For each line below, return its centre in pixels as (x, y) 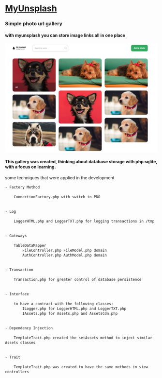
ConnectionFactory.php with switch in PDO (57, 197)
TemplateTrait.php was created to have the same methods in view (81, 367)
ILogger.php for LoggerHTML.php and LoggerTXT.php (74, 309)
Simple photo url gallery (34, 24)
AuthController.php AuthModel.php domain (65, 255)
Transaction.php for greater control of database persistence (78, 279)
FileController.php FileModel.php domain (65, 250)
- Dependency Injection (29, 328)
